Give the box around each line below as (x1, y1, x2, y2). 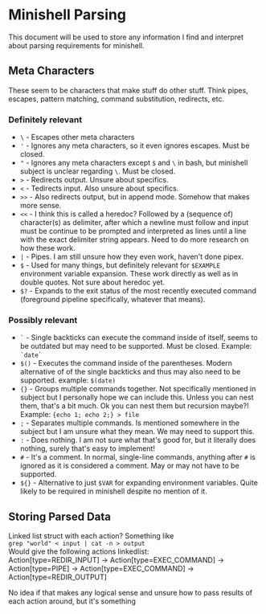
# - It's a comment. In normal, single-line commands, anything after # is (19, 452, 256, 462)
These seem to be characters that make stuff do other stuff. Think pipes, (8, 85, 249, 95)
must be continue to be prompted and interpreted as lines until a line (19, 227, 247, 236)
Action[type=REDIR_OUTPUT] (8, 572, 107, 582)
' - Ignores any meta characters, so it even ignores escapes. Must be (19, 141, 250, 150)
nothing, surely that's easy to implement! (19, 444, 155, 453)
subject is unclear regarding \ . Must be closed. (19, 166, 176, 176)
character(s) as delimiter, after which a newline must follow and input (19, 218, 249, 227)
